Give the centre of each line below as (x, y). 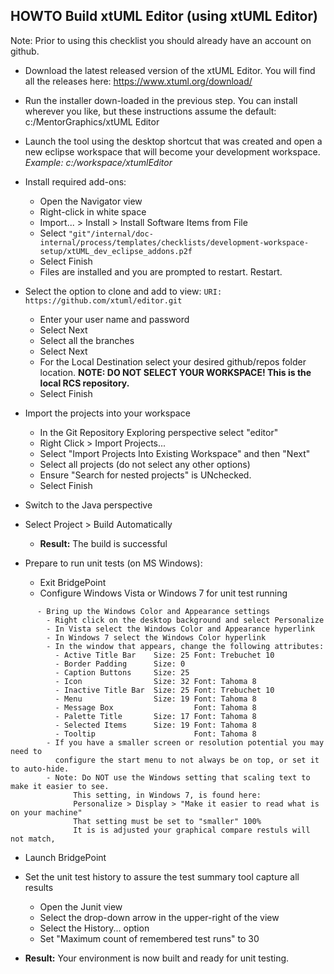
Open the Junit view (81, 906)
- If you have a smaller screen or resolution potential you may (185, 742)
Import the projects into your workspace (107, 413)
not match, (33, 839)
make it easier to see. (60, 786)
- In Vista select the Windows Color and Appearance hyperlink (180, 629)
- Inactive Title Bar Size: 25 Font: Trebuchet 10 (164, 690)
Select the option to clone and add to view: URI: (123, 291)
